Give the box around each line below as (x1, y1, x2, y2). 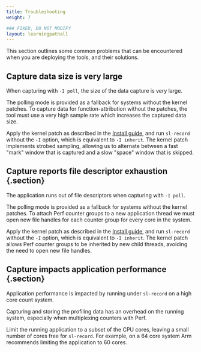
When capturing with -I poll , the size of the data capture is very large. (6, 87, 183, 94)
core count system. (6, 296, 54, 303)
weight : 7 (6, 14, 31, 20)
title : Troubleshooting (6, 8, 66, 15)
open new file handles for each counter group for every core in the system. (6, 216, 192, 223)
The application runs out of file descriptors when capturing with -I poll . (6, 191, 186, 199)
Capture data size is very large (6, 71, 123, 81)
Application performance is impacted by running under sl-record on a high (6, 289, 192, 297)
